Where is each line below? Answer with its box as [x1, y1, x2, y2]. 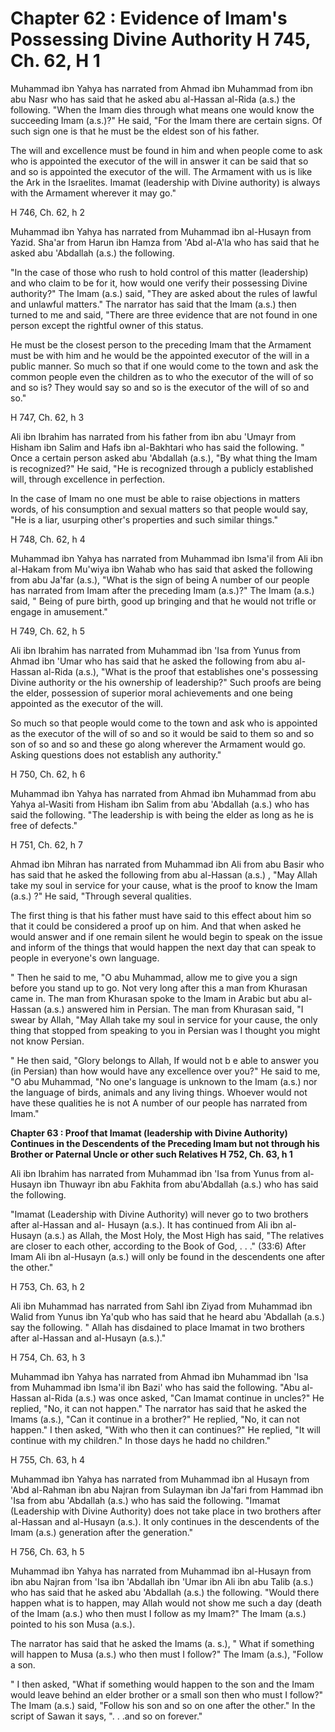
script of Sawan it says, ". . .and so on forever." [10, 1710, 203, 1722]
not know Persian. [10, 1035, 85, 1047]
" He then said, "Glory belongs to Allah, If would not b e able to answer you [10, 1054, 319, 1066]
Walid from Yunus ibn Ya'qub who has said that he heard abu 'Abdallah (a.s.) [10, 1310, 326, 1322]
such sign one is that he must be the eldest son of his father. [10, 125, 260, 137]
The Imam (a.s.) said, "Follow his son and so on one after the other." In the [10, 1699, 316, 1711]
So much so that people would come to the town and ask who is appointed [10, 717, 318, 729]
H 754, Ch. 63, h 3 [10, 1351, 86, 1363]
